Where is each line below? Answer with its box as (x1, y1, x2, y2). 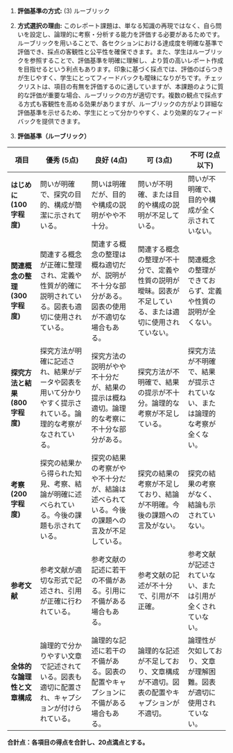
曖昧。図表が (137, 286, 180, 295)
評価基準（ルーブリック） (17, 132, 90, 140)
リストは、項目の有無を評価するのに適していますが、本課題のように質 (23, 83, 224, 90)
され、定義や (40, 270, 82, 280)
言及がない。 (137, 521, 180, 531)
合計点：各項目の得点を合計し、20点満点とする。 (7, 738, 149, 746)
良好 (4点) (94, 156, 128, 165)
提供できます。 (41, 118, 85, 125)
